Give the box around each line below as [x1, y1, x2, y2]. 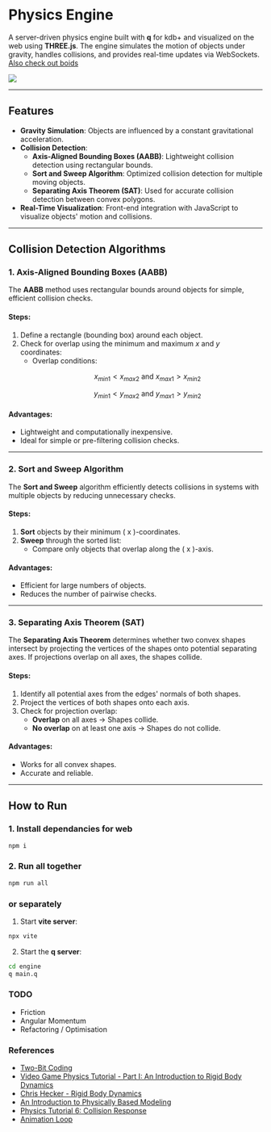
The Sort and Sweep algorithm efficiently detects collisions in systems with [8, 482, 260, 492]
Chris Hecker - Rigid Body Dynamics [19, 1088, 143, 1099]
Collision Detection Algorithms [8, 242, 166, 256]
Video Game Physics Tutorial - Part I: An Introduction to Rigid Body [19, 1071, 242, 1081]
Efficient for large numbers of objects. [19, 581, 147, 590]
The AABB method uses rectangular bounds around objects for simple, [8, 285, 244, 295]
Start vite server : [19, 916, 78, 926]
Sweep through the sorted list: [19, 535, 122, 545]
